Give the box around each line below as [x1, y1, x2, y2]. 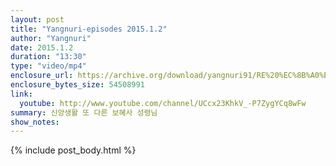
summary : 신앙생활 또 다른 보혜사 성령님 [10, 107, 158, 118]
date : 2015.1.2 [10, 42, 74, 53]
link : [10, 89, 33, 99]
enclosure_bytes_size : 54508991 [10, 80, 145, 90]
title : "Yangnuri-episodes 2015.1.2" [10, 24, 168, 34]
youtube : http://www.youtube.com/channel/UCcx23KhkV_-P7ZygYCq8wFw [19, 98, 307, 108]
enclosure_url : [10, 71, 74, 81]
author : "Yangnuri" [10, 33, 92, 43]
